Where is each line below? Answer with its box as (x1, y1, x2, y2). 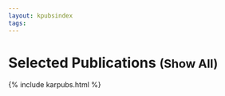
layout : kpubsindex (8, 11, 73, 20)
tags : (8, 19, 26, 27)
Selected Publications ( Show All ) (8, 54, 219, 72)
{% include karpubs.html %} (8, 80, 101, 90)
